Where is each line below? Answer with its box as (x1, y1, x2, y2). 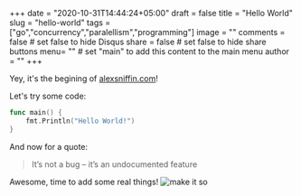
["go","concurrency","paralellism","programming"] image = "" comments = (9, 27, 286, 37)
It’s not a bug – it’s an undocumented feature (31, 158, 198, 170)
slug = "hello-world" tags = (9, 17, 111, 28)
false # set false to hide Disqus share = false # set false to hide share (9, 36, 267, 47)
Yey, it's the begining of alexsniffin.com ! (9, 73, 158, 84)
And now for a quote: (9, 141, 89, 152)
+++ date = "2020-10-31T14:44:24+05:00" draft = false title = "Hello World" (9, 8, 294, 18)
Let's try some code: (9, 90, 87, 101)
